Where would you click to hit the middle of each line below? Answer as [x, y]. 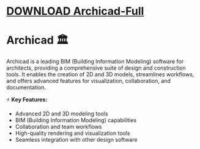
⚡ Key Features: [27, 100]
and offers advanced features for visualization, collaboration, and [89, 81]
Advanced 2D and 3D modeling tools [61, 114]
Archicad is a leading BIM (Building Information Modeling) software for [95, 62]
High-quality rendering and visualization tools [72, 133]
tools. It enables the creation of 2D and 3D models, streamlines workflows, [100, 74]
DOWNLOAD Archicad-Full [75, 11]
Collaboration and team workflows [58, 127]
